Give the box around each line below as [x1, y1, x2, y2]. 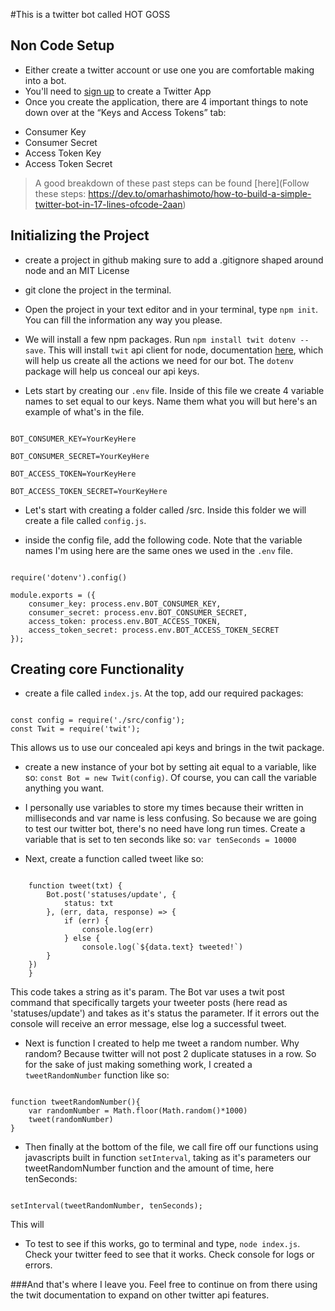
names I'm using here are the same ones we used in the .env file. [24, 544, 293, 556]
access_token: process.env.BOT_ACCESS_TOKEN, [28, 616, 222, 626]
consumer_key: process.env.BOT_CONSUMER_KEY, [28, 599, 222, 609]
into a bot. [24, 74, 67, 86]
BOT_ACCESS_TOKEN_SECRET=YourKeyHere [10, 486, 168, 496]
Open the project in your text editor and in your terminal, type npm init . [24, 303, 319, 315]
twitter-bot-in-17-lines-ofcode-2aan [34, 198, 183, 210]
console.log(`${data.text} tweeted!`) [81, 942, 244, 953]
